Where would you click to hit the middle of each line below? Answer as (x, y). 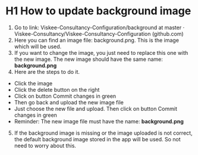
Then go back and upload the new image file (69, 102)
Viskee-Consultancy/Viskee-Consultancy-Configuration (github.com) (99, 33)
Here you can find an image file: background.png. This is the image (97, 40)
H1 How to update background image (98, 11)
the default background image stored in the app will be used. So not (97, 139)
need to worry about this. (45, 145)
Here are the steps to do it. (47, 72)
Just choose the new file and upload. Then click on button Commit (96, 108)
